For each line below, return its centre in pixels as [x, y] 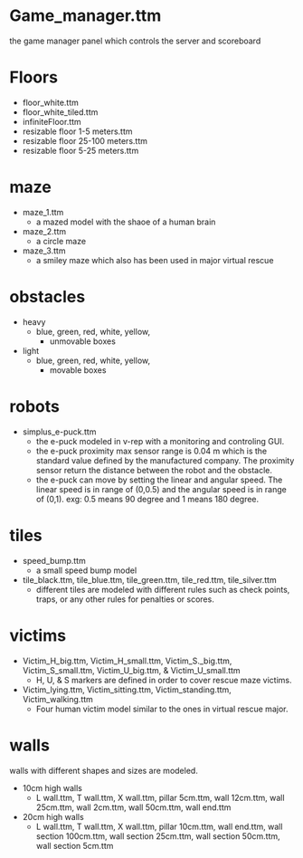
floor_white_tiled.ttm [60, 112]
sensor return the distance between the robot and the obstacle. [154, 470]
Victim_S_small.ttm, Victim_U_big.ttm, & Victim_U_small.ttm [132, 670]
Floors [34, 77]
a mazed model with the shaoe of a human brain [126, 222]
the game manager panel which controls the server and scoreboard [135, 41]
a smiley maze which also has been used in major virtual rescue [155, 260]
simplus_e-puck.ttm [59, 432]
